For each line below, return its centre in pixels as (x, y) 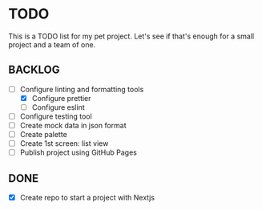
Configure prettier (61, 98)
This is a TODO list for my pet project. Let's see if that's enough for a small (131, 36)
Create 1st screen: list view (64, 143)
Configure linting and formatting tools (82, 89)
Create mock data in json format (73, 125)
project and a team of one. (52, 44)
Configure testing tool (56, 116)
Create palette (44, 135)
